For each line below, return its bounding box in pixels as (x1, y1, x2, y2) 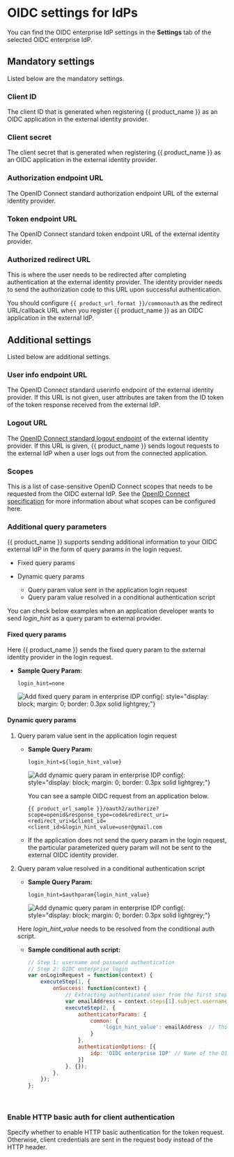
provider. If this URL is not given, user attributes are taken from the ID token (7, 393, 224, 402)
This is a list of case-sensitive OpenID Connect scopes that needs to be (7, 482, 213, 490)
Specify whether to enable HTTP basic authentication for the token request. (7, 1128, 225, 1137)
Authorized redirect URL (7, 254, 91, 264)
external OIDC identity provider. (27, 850, 118, 859)
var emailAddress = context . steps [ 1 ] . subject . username (65, 998, 228, 1005)
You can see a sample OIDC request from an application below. (27, 792, 209, 800)
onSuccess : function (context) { (52, 985, 147, 992)
